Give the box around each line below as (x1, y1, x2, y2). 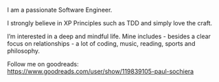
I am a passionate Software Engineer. (7, 6, 113, 14)
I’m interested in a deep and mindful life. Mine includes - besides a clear (7, 32, 211, 40)
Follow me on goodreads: (7, 60, 79, 68)
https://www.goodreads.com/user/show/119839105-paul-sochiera (7, 68, 194, 75)
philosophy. (7, 47, 40, 55)
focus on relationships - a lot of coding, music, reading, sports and (7, 40, 196, 47)
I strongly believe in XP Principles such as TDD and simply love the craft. (7, 19, 213, 27)
